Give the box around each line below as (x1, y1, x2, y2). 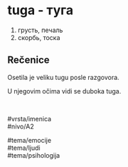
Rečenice (7, 54, 50, 66)
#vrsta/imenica (7, 114, 52, 123)
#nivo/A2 (7, 122, 34, 131)
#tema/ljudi (7, 143, 41, 152)
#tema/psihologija (7, 151, 60, 159)
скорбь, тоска (17, 33, 60, 41)
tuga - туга (7, 2, 74, 19)
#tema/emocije (7, 136, 52, 144)
